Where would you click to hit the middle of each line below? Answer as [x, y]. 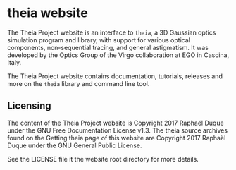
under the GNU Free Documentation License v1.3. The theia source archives [117, 130]
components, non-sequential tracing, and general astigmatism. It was [108, 47]
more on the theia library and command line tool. [79, 83]
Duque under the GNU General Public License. [75, 145]
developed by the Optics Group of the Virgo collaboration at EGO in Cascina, [118, 55]
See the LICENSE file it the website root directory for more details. [103, 159]
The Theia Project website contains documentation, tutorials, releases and [115, 76]
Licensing [29, 106]
